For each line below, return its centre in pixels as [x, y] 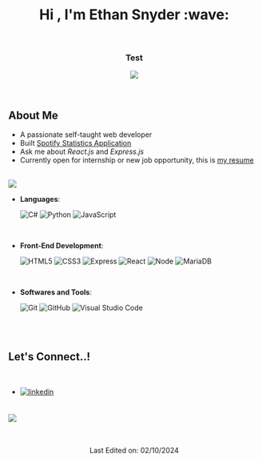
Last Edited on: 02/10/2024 [134, 450]
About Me [33, 115]
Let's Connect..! [49, 357]
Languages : [40, 199]
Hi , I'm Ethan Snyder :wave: [134, 15]
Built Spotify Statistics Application [75, 143]
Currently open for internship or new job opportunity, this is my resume [137, 160]
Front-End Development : [62, 246]
